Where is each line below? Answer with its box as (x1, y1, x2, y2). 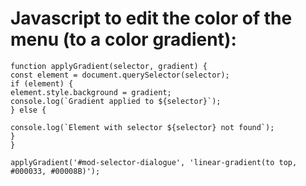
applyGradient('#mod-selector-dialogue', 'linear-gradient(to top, (10, 157, 298, 167)
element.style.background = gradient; (10, 87, 172, 97)
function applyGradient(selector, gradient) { (10, 61, 208, 71)
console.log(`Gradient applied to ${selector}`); (10, 96, 222, 106)
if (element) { (10, 78, 74, 89)
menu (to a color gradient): (10, 28, 237, 51)
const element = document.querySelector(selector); (10, 70, 230, 80)
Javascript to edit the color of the (10, 7, 293, 30)
